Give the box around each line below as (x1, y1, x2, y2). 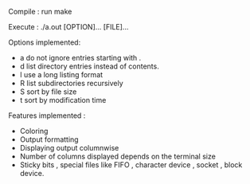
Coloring (19, 127, 49, 135)
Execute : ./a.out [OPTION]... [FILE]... (8, 22, 129, 31)
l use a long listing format (19, 70, 104, 79)
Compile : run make (8, 7, 72, 16)
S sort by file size (19, 87, 77, 96)
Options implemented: (8, 37, 81, 47)
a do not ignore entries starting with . (19, 53, 142, 62)
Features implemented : (8, 111, 86, 120)
